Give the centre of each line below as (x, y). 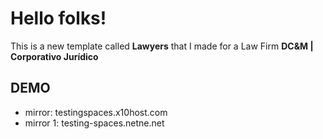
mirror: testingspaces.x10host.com (96, 112)
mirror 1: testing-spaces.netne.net (94, 123)
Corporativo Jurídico (54, 56)
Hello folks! (58, 18)
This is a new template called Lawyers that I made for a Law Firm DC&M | (162, 46)
